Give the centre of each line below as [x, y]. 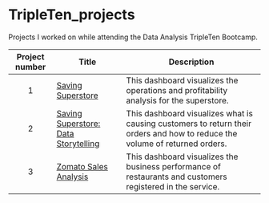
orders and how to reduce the [182, 133]
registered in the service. [173, 186]
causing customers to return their [189, 124]
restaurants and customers [177, 177]
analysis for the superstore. [178, 100]
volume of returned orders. [177, 144]
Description [191, 62]
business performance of [174, 166]
